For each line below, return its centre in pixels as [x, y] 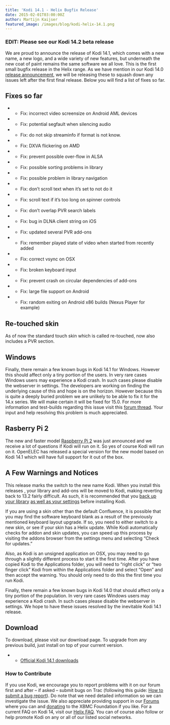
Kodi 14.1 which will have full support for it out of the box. [65, 457]
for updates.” [19, 543]
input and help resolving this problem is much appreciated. [67, 412]
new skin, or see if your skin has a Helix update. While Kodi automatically [82, 527]
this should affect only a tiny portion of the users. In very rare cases [76, 375]
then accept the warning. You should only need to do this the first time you [83, 575]
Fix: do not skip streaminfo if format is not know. [71, 135]
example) [30, 308]
